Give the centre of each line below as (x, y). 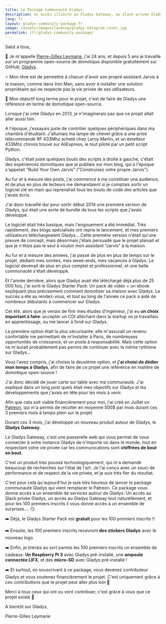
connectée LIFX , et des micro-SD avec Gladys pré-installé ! (66, 560)
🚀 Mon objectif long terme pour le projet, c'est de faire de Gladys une (76, 99)
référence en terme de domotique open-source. (54, 104)
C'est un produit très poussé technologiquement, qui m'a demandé (73, 462)
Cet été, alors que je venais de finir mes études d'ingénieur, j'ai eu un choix (82, 311)
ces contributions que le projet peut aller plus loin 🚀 (58, 582)
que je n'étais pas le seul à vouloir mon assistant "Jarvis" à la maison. (76, 246)
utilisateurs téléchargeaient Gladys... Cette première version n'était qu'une (81, 235)
